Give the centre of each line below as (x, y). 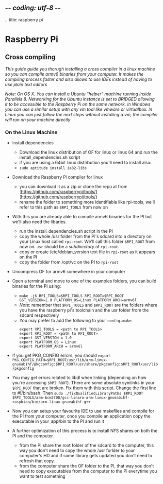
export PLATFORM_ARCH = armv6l (51, 346)
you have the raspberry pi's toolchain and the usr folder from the (84, 310)
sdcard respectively (39, 315)
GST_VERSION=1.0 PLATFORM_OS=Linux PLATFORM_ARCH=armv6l (78, 300)
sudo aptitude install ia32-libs (53, 168)
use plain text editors (26, 84)
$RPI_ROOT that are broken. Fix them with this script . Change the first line (84, 388)
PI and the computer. (33, 436)
